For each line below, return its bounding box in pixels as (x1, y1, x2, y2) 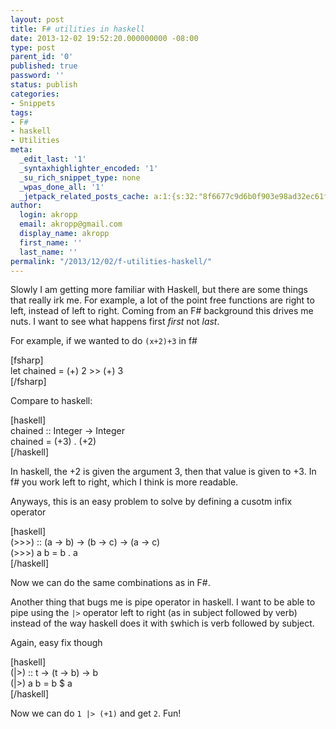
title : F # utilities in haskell (10, 24, 145, 34)
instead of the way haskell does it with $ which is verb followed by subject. (10, 617, 315, 630)
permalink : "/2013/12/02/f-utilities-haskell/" (10, 256, 213, 266)
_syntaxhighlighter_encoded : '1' (19, 163, 159, 173)
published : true (10, 61, 78, 71)
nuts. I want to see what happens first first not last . (10, 316, 220, 328)
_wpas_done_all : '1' (19, 182, 105, 192)
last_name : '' (19, 247, 78, 257)
